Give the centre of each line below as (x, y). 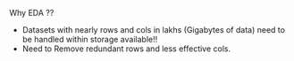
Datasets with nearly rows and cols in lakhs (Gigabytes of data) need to (154, 30)
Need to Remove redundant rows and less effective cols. (126, 49)
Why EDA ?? (32, 13)
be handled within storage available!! (90, 39)
